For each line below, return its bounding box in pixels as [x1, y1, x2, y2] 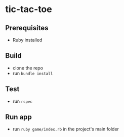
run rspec [12, 98, 33, 104]
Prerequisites [5, 24, 49, 32]
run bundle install [12, 70, 53, 76]
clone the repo [12, 64, 44, 71]
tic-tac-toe [5, 4, 52, 15]
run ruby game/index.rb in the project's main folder [12, 126, 119, 132]
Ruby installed [12, 37, 43, 43]
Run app [5, 113, 32, 121]
